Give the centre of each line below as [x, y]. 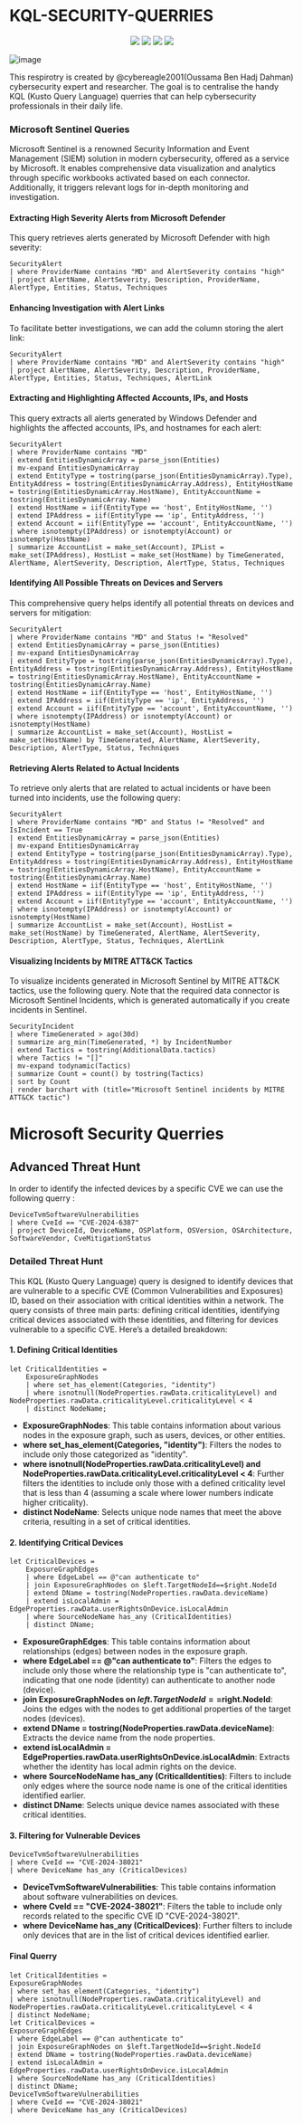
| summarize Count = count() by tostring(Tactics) [107, 1074]
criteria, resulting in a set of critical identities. [107, 1521]
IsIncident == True [46, 830]
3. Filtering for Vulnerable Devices [75, 1835]
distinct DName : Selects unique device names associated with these [151, 1805]
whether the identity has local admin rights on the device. [129, 1767]
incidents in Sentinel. [48, 1010]
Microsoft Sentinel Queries [70, 129]
